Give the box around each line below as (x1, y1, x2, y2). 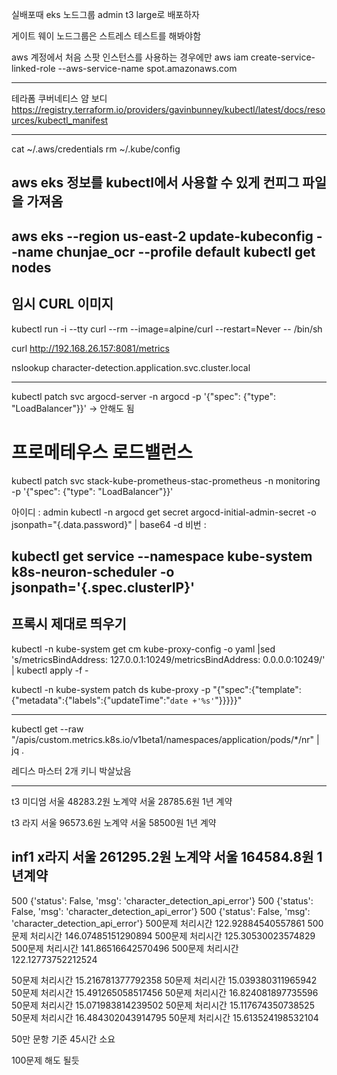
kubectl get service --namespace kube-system (11, 548, 313, 565)
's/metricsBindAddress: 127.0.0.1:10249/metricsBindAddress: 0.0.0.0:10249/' (11, 653, 326, 665)
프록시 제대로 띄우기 (11, 616, 127, 633)
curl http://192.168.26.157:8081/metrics (11, 342, 170, 354)
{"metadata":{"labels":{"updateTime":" (11, 694, 171, 706)
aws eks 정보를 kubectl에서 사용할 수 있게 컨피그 (11, 174, 300, 192)
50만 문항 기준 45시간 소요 (11, 1033, 116, 1045)
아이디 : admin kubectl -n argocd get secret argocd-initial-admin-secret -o (11, 506, 317, 518)
